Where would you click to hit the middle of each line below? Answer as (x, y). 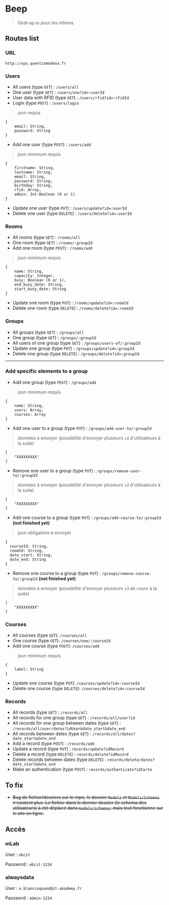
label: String (29, 669)
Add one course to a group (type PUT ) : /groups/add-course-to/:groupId (87, 517)
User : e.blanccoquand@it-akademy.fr (44, 888)
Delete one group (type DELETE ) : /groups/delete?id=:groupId (76, 353)
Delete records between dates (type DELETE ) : (59, 760)
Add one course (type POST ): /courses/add (56, 646)
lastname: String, (33, 172)
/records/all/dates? (114, 734)
